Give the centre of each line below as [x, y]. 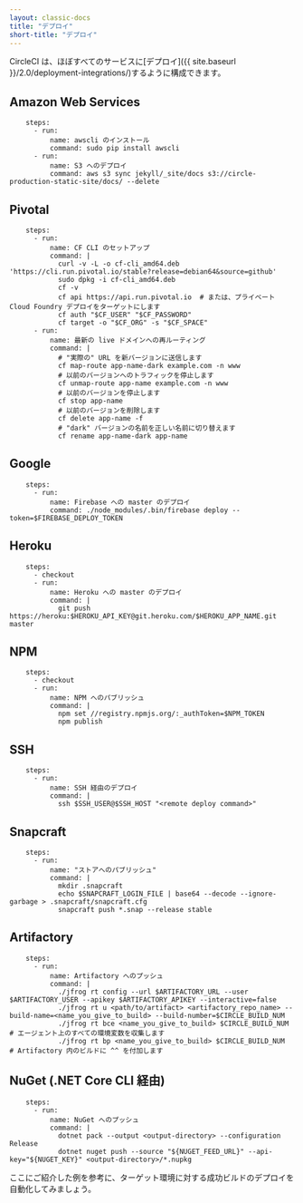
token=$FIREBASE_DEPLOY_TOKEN [66, 518]
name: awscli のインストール [99, 141]
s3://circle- [232, 174]
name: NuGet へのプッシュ [94, 1120]
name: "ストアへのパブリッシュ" [103, 870]
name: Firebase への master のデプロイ [120, 502]
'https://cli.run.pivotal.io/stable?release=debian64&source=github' [143, 272]
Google [30, 464]
